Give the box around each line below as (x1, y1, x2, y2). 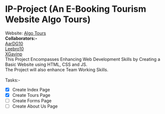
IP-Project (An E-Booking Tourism (5, 3, 146, 15)
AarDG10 (5, 40, 24, 46)
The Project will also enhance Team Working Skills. (5, 66, 108, 72)
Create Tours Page (12, 92, 51, 98)
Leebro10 (5, 46, 24, 52)
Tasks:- (5, 77, 21, 83)
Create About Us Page (12, 103, 58, 109)
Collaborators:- (5, 35, 38, 41)
